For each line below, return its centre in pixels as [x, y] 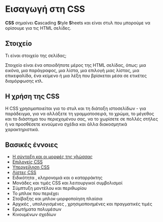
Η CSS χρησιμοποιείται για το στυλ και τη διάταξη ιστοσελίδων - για [76, 108]
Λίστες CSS [24, 173]
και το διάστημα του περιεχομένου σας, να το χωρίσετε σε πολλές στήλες [81, 119]
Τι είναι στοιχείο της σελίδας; [36, 55]
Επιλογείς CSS [27, 162]
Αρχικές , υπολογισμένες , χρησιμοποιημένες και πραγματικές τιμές [82, 204]
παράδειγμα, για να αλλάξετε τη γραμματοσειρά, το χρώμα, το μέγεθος [80, 113]
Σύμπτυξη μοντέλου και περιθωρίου [49, 188]
